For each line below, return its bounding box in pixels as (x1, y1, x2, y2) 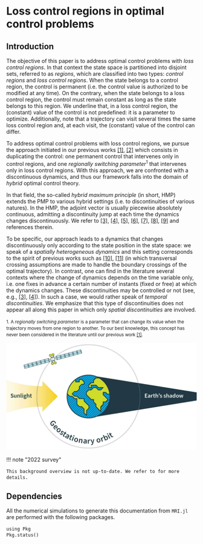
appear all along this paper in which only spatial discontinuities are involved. (6, 306, 196, 313)
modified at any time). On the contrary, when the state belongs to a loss (6, 90, 185, 96)
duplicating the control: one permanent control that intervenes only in (6, 153, 179, 160)
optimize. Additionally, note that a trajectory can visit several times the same (6, 115, 196, 122)
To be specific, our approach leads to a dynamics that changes (6, 235, 163, 242)
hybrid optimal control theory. (6, 179, 80, 187)
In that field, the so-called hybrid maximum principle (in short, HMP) (6, 191, 176, 198)
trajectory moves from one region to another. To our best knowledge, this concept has (6, 325, 185, 331)
